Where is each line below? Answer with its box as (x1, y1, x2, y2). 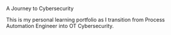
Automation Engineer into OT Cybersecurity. (6, 23, 114, 29)
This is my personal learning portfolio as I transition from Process (6, 16, 165, 23)
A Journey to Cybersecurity (6, 5, 74, 12)
